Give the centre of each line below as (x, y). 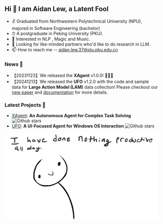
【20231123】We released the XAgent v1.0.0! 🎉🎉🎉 (62, 75)
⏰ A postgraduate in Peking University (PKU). (58, 33)
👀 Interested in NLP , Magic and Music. (51, 39)
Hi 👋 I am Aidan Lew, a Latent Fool (57, 9)
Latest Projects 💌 (25, 105)
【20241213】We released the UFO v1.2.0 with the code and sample (80, 82)
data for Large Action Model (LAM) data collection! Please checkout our (85, 87)
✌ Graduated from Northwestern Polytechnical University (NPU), (77, 21)
